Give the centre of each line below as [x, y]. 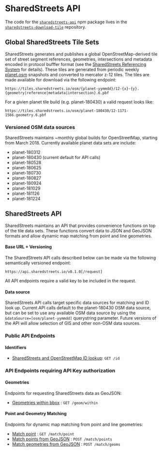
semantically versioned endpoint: [38, 263]
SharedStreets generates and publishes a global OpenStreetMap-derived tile [81, 54]
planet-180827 [27, 178]
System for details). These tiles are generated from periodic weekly [72, 69]
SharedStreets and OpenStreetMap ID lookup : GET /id [66, 358]
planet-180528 [27, 162]
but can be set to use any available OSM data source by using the [70, 313]
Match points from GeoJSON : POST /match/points [62, 439]
